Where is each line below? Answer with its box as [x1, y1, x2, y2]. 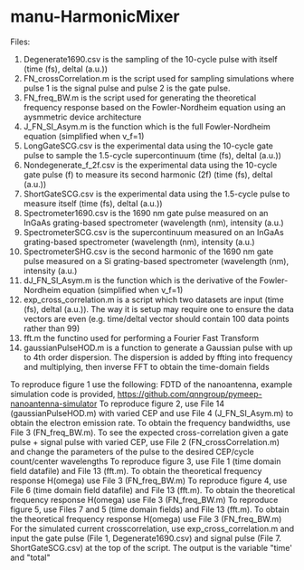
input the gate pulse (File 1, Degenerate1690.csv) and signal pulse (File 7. [10, 532, 281, 544]
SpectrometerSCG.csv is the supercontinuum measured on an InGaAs [23, 226, 284, 237]
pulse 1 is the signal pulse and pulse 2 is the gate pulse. [23, 82, 231, 93]
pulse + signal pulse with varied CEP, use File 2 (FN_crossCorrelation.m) [10, 436, 280, 447]
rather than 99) [23, 323, 81, 334]
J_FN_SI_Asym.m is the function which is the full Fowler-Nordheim [23, 120, 271, 132]
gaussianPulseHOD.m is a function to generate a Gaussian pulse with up [23, 342, 293, 353]
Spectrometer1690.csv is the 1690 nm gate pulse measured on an [23, 207, 269, 218]
